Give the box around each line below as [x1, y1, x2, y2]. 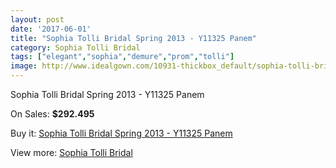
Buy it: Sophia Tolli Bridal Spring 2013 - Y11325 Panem [10, 127, 233, 139]
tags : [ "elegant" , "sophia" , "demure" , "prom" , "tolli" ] [10, 52, 235, 62]
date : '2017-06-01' [10, 24, 92, 34]
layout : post [10, 14, 65, 25]
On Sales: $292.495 [10, 108, 95, 120]
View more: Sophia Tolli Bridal [10, 147, 133, 158]
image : [10, 61, 38, 71]
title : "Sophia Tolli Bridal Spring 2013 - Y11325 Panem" [10, 33, 257, 43]
